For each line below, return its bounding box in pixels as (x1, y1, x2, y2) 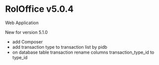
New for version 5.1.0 (5, 29, 48, 35)
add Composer (12, 38, 43, 45)
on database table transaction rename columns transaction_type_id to (12, 49, 155, 55)
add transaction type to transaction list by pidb (12, 44, 108, 50)
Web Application (5, 20, 39, 26)
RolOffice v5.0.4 (5, 3, 74, 15)
